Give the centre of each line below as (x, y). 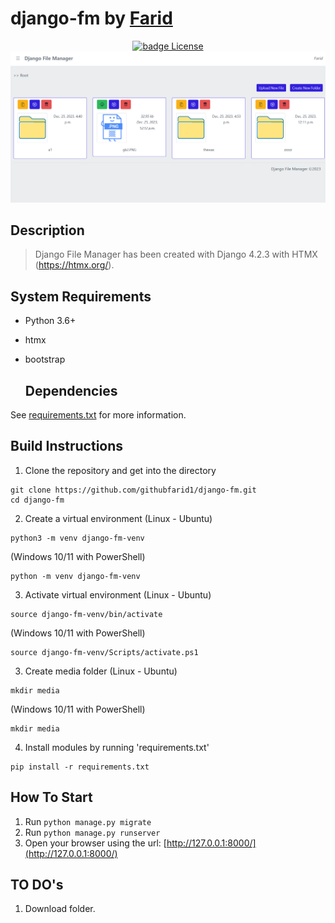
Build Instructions (67, 446)
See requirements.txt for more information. (98, 415)
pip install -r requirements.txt (80, 767)
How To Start (51, 797)
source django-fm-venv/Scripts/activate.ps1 (104, 652)
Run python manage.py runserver (92, 832)
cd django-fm (37, 500)
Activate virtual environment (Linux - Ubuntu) (118, 594)
